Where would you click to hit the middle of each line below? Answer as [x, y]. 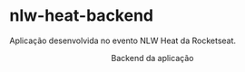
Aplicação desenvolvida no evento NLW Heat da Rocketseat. [123, 40]
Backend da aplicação [152, 58]
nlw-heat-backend [82, 16]
